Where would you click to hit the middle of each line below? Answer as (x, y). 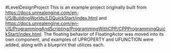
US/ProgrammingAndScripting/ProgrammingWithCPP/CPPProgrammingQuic (85, 29)
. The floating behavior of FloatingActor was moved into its (103, 34)
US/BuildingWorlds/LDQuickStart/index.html (51, 18)
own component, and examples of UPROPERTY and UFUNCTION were (79, 39)
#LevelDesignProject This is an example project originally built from (76, 7)
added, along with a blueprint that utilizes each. (55, 45)
